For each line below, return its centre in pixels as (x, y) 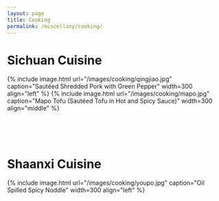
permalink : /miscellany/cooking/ (55, 26)
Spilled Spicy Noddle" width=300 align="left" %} (76, 190)
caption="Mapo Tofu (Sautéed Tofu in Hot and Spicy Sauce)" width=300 (110, 101)
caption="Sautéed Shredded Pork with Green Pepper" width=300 (100, 86)
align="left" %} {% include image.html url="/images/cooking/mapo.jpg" (108, 94)
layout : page (26, 13)
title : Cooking (29, 20)
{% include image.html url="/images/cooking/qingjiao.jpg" (90, 79)
